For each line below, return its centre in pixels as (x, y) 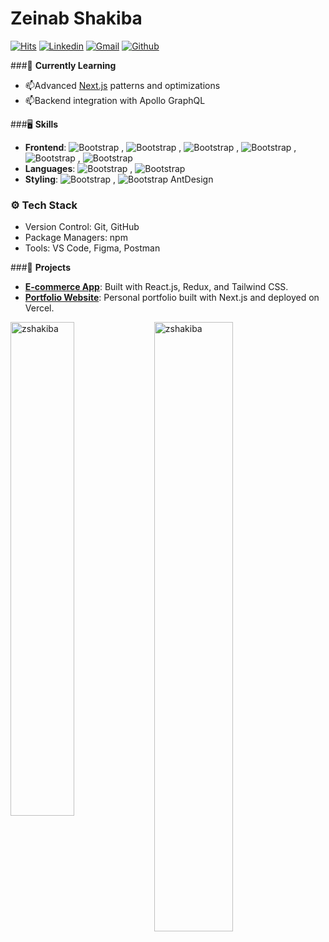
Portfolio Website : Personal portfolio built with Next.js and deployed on (172, 298)
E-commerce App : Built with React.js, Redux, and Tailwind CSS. (156, 287)
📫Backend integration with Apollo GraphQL (115, 100)
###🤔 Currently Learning (63, 65)
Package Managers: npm (76, 238)
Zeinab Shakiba (76, 18)
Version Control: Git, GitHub (82, 227)
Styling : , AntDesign (119, 179)
